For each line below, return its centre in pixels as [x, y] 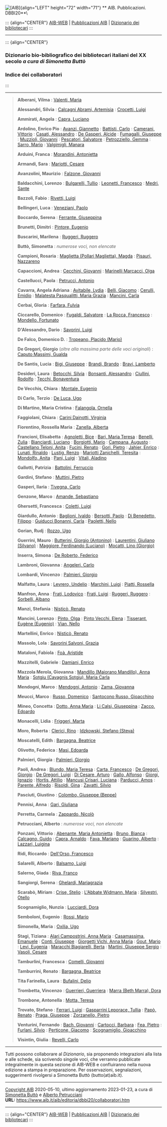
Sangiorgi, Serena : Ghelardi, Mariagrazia [60, 883]
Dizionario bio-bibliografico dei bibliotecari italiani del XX [76, 55]
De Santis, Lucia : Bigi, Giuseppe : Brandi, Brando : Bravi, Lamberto [86, 364]
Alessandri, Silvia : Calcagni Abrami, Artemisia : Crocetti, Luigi [82, 110]
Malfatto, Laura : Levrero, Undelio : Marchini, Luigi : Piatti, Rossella [86, 584]
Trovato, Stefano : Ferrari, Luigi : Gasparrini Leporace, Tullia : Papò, [87, 1010]
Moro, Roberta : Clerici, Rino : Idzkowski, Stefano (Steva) [76, 731]
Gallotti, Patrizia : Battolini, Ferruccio [55, 467]
